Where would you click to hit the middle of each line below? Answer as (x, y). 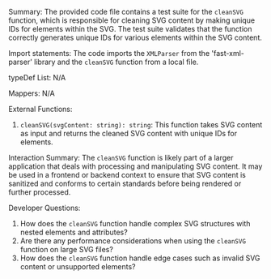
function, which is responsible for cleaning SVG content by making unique (132, 20)
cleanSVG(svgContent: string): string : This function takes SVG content (141, 124)
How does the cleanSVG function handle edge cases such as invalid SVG (140, 258)
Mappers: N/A (32, 93)
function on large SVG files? (66, 249)
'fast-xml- (228, 53)
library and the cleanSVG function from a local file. (116, 62)
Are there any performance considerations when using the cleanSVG (133, 241)
